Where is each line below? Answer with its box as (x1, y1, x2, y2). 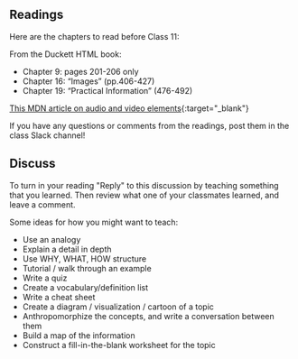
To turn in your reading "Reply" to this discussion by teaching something (9, 179, 279, 190)
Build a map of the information (22, 329, 135, 341)
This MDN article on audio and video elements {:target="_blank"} (9, 103, 250, 114)
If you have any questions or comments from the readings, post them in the (9, 120, 290, 131)
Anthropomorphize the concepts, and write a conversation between (22, 310, 275, 321)
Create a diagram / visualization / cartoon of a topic (22, 301, 215, 312)
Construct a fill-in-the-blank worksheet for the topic (22, 339, 217, 350)
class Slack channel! (9, 130, 86, 141)
